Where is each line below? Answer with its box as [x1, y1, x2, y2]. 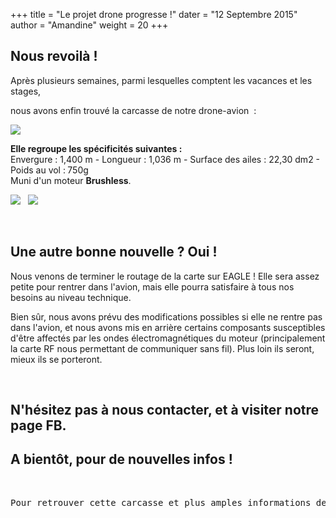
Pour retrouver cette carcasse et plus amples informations [10, 497, 312, 508]
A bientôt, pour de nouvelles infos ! [10, 451, 233, 468]
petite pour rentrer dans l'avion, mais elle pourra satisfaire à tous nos [10, 280, 295, 293]
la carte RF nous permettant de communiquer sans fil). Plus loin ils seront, [10, 342, 315, 354]
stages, [10, 85, 42, 97]
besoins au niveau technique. [10, 291, 132, 303]
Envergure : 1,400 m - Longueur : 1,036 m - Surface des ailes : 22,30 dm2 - [10, 153, 321, 165]
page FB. [10, 417, 67, 434]
